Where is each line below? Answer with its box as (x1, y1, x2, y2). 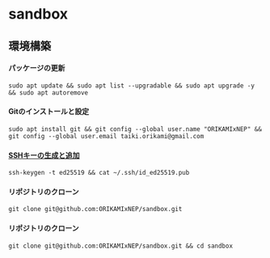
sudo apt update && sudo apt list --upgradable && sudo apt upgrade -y (8, 82, 255, 90)
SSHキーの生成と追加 (8, 150, 80, 160)
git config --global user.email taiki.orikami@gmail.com (8, 132, 205, 140)
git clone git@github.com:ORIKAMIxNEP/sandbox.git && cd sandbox (8, 242, 233, 250)
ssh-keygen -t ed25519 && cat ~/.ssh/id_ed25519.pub (8, 169, 190, 177)
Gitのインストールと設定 (8, 107, 90, 116)
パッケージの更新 (8, 63, 65, 73)
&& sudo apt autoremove (8, 88, 89, 97)
